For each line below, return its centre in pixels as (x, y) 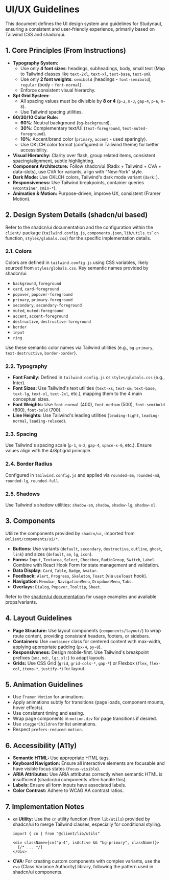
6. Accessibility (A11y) (41, 745)
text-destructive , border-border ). (41, 353)
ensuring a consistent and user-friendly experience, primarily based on (80, 29)
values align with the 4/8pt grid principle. (48, 451)
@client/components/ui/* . (32, 539)
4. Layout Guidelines (39, 618)
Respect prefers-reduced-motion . (48, 730)
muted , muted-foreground (38, 310)
